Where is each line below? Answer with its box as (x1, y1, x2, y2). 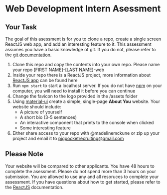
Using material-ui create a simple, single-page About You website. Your (12, 98, 161, 104)
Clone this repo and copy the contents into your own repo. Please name (12, 62, 160, 67)
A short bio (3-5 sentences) (19, 114, 77, 120)
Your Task (5, 23, 37, 31)
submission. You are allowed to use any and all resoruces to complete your (5, 174, 159, 180)
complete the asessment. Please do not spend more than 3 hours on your (5, 168, 156, 174)
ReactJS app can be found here (12, 78, 78, 83)
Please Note (5, 150, 44, 158)
